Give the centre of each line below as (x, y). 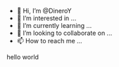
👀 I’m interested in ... (46, 18)
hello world (23, 57)
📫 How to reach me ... (49, 41)
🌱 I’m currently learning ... (54, 25)
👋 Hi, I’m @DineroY (44, 11)
